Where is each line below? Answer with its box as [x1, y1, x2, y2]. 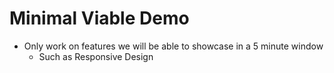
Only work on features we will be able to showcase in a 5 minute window [23, 40, 324, 52]
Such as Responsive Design [38, 50, 154, 62]
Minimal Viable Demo [9, 7, 190, 30]
